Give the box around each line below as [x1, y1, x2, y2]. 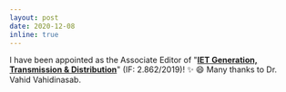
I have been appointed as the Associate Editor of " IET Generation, [9, 55, 258, 66]
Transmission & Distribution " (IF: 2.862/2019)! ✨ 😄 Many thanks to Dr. [9, 64, 278, 75]
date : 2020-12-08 [9, 22, 76, 31]
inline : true [9, 30, 59, 39]
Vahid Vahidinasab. [9, 74, 82, 86]
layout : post [9, 13, 59, 23]
